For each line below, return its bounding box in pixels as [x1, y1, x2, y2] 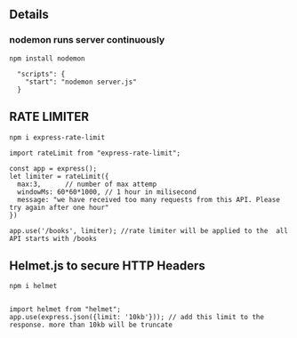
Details [9, 7, 49, 22]
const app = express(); [9, 164, 98, 173]
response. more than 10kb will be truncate [9, 320, 173, 330]
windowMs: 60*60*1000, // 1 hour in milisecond [17, 187, 197, 197]
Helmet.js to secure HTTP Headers [9, 258, 206, 273]
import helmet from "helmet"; [9, 305, 122, 314]
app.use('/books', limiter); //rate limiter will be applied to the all [9, 226, 289, 235]
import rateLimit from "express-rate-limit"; [9, 149, 181, 157]
